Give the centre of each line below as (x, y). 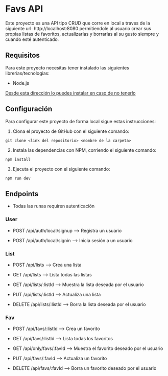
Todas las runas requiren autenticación (54, 206)
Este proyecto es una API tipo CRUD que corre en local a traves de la (78, 23)
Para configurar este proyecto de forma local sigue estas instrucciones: (81, 121)
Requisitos (22, 55)
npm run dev (18, 178)
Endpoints (22, 194)
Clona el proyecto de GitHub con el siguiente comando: (71, 131)
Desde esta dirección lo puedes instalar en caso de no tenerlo (70, 93)
